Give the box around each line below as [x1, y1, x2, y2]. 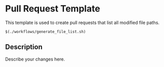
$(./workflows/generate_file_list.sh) [5, 29, 86, 34]
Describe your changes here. [5, 56, 65, 62]
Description [5, 43, 42, 51]
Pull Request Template [5, 3, 100, 14]
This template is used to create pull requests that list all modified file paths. [5, 19, 160, 25]
